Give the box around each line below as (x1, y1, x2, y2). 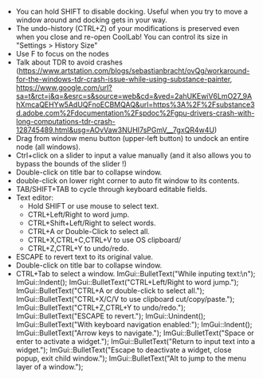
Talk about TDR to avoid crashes (15, 57, 124, 67)
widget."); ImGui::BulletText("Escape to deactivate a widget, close (15, 346, 232, 354)
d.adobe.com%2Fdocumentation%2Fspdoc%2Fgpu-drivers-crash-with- (15, 108, 255, 118)
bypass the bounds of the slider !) (15, 159, 128, 168)
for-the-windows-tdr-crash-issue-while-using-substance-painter (15, 75, 230, 84)
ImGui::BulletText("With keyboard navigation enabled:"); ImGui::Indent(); (15, 320, 253, 329)
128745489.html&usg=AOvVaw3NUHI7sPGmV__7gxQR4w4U (15, 125, 215, 135)
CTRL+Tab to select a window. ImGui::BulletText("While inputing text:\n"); (15, 269, 256, 278)
